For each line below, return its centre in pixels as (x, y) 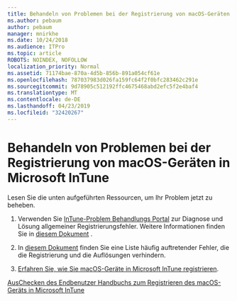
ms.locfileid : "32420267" (45, 113)
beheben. (21, 205)
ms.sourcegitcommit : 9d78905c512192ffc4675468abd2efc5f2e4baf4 (103, 86)
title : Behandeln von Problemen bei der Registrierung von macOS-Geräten (119, 14)
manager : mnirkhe (33, 34)
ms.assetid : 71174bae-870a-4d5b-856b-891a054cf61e (84, 73)
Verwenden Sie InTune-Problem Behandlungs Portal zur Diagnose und (120, 218)
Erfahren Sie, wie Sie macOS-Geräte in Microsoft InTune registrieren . (118, 268)
